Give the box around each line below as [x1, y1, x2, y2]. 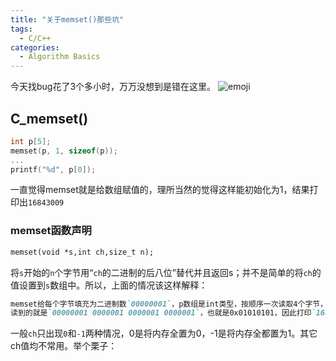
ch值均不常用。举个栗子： [10, 340, 118, 352]
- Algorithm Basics [19, 52, 101, 62]
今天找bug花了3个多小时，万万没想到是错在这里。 [10, 81, 217, 93]
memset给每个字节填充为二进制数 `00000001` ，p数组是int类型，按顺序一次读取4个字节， [10, 299, 328, 309]
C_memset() [10, 110, 89, 127]
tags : [10, 24, 33, 34]
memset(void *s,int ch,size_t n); [10, 247, 155, 257]
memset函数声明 [10, 224, 92, 238]
